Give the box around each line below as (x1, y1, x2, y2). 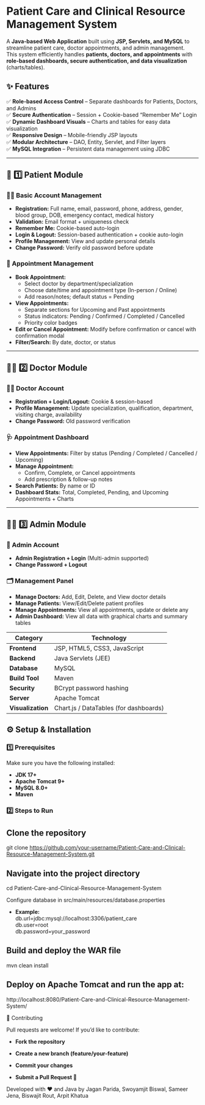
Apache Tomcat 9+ (15, 778, 65, 785)
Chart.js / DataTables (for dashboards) (54, 703, 164, 712)
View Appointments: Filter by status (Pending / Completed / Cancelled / (15, 449, 198, 457)
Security (9, 684, 35, 692)
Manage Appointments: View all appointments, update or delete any (15, 606, 189, 613)
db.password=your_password (15, 927, 90, 935)
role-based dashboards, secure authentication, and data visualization (6, 57, 187, 64)
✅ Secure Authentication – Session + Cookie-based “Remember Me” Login (6, 111, 197, 118)
